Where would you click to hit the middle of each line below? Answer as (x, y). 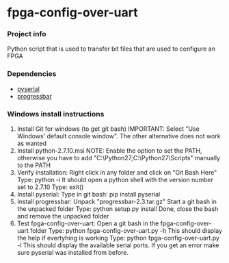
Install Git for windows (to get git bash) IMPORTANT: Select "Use (108, 129)
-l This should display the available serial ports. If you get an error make (118, 245)
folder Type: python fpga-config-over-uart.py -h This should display (126, 231)
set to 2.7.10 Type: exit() (50, 187)
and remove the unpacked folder (63, 216)
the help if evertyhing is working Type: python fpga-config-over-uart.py (118, 238)
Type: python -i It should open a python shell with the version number (115, 180)
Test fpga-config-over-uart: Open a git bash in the (88, 223)
